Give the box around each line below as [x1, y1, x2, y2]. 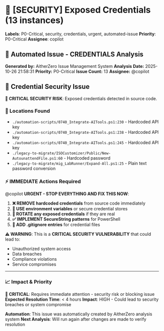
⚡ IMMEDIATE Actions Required [5, 178, 82, 185]
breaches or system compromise [5, 302, 72, 308]
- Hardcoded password [63, 155, 111, 161]
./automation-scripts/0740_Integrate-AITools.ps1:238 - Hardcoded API [12, 129, 159, 135]
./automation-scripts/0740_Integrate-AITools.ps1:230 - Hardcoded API [12, 119, 159, 124]
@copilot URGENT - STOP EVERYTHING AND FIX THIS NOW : [5, 191, 129, 197]
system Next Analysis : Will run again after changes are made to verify [5, 316, 146, 322]
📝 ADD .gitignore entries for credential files [12, 222, 100, 228]
